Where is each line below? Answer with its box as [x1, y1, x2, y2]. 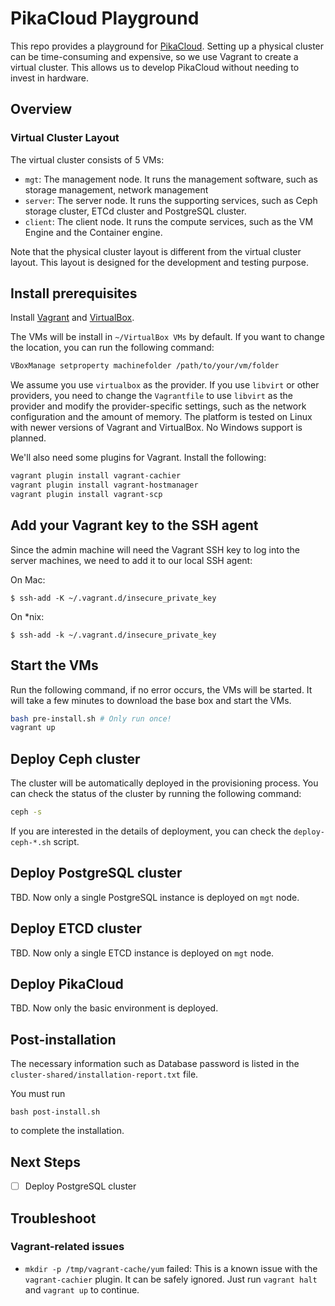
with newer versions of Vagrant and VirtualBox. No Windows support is [10, 422, 303, 434]
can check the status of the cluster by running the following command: [10, 788, 302, 800]
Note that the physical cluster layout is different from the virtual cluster [10, 245, 302, 257]
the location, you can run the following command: [10, 342, 215, 354]
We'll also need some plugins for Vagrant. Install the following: [10, 452, 267, 464]
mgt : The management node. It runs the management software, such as [24, 173, 318, 185]
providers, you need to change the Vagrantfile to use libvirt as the [10, 390, 294, 402]
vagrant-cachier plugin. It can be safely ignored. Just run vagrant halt [24, 1273, 318, 1285]
